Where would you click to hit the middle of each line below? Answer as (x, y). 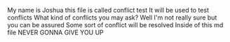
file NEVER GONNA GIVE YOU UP (55, 32)
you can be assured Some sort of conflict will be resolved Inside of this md (115, 25)
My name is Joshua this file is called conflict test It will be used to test (108, 10)
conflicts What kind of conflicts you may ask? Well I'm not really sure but (112, 17)
